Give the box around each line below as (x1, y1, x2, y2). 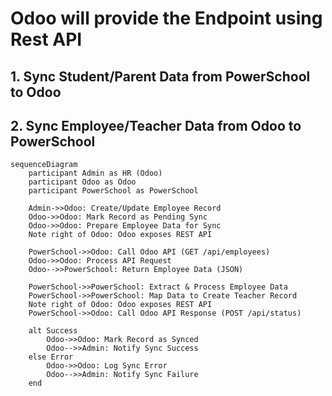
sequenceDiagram (10, 160, 78, 170)
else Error (28, 352, 74, 362)
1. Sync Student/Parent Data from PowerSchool (10, 68, 311, 85)
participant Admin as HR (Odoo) (28, 168, 163, 179)
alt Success (28, 326, 78, 336)
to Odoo (10, 83, 62, 101)
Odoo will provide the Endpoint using (10, 7, 323, 30)
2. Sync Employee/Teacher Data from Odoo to (10, 117, 302, 134)
